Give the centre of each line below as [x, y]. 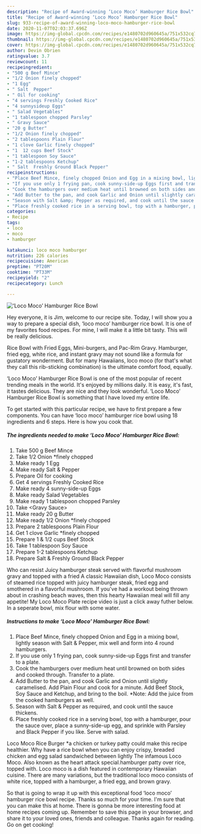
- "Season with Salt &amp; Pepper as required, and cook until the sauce [101, 201]
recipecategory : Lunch [35, 283]
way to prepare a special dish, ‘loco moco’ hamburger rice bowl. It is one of [99, 324]
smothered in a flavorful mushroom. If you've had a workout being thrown [97, 589]
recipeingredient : [30, 67]
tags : [13, 223]
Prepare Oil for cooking [44, 476]
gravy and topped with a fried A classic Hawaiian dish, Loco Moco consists [99, 576]
